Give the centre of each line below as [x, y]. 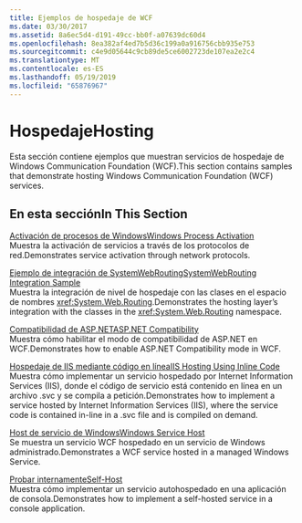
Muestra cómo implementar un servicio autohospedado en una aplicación [148, 489]
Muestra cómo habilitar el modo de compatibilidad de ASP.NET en [134, 340]
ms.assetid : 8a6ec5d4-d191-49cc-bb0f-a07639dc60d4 [108, 35]
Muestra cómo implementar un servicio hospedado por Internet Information [151, 376]
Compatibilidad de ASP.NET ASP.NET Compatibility [104, 329]
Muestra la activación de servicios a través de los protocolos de [130, 246]
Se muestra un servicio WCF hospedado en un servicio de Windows [138, 443]
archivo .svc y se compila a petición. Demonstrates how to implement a [142, 396]
